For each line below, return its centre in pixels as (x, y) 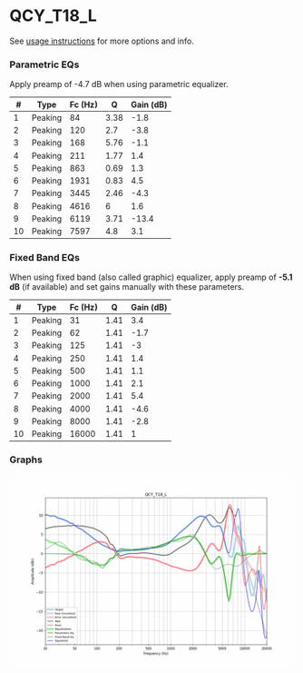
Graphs (26, 460)
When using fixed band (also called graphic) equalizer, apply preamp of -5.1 (151, 277)
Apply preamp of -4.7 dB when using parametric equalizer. (119, 84)
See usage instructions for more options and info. (102, 41)
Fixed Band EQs (44, 257)
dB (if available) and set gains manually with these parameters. (127, 287)
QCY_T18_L (53, 16)
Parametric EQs (44, 64)
